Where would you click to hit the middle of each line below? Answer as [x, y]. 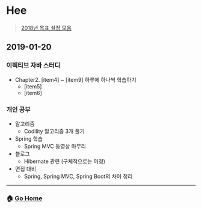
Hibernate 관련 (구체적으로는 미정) [65, 161]
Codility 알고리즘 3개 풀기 [54, 131]
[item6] [33, 93]
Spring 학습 [29, 138]
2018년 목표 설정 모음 [46, 28]
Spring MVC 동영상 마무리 [55, 146]
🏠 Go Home [24, 198]
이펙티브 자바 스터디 [33, 66]
